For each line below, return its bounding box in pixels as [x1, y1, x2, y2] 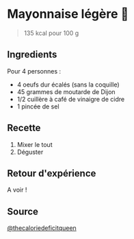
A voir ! [7, 185, 27, 194]
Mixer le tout [16, 140, 53, 148]
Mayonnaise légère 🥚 [7, 6, 129, 22]
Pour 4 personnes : [7, 67, 62, 75]
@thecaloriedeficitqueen [7, 224, 77, 232]
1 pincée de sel [16, 102, 59, 111]
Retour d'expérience [7, 168, 96, 179]
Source [7, 205, 39, 217]
